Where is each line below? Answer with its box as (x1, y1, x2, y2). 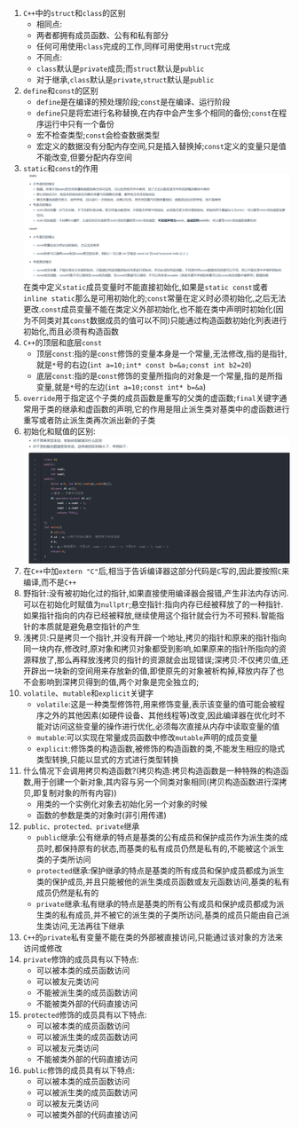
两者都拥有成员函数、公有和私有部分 (35, 30, 169, 40)
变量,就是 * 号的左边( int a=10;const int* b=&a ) (35, 381, 207, 392)
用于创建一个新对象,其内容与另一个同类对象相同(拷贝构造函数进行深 (33, 776, 279, 787)
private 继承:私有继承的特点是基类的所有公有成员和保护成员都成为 (35, 898, 277, 909)
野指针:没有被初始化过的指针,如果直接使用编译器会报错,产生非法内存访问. (22, 588, 289, 598)
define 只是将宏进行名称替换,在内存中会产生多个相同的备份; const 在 (35, 107, 279, 118)
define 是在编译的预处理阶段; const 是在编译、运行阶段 (35, 97, 231, 106)
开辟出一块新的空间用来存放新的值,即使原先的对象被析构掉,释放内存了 (22, 665, 277, 676)
